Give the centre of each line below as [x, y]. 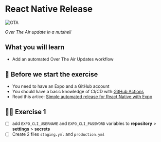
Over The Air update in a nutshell [38, 32]
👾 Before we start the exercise [52, 74]
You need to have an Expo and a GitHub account [61, 86]
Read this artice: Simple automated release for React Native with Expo [82, 97]
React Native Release [49, 9]
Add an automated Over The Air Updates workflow [63, 59]
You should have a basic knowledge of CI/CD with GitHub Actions [78, 91]
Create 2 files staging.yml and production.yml [58, 134]
